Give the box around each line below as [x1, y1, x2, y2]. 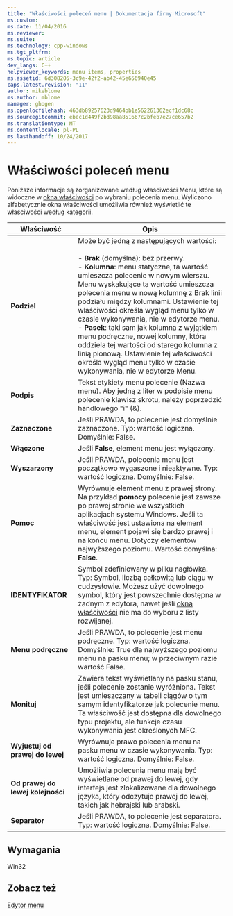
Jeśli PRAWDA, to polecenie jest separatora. [78, 812, 221, 822]
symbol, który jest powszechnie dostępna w [78, 590, 221, 600]
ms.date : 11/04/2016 [7, 23, 67, 30]
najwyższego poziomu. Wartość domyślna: [78, 544, 217, 554]
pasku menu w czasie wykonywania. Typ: [78, 746, 213, 756]
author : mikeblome [7, 88, 60, 94]
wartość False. [78, 663, 126, 672]
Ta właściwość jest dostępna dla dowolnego [78, 708, 222, 718]
